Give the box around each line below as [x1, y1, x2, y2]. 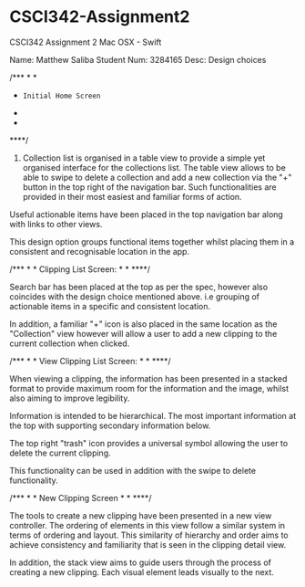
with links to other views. [9, 218, 103, 229]
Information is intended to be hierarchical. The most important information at [9, 410, 297, 421]
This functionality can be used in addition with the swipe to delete [9, 465, 257, 476]
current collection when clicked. [9, 338, 130, 349]
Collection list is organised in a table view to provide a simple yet [22, 152, 266, 163]
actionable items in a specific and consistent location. [9, 300, 211, 311]
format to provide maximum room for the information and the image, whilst [9, 383, 290, 393]
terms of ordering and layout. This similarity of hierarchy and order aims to [9, 529, 289, 540]
